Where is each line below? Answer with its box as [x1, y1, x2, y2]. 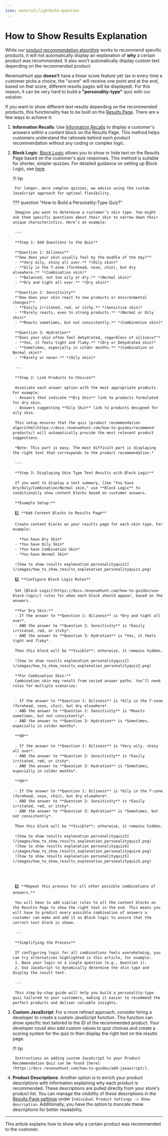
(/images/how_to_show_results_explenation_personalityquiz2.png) [12, 663, 151, 668]
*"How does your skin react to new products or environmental [14, 295, 147, 300]
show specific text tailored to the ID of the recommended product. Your [12, 1020, 159, 1026]
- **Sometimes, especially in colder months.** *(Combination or [14, 345, 154, 350]
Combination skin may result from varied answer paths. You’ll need [14, 678, 161, 684]
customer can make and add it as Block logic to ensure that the [12, 915, 151, 920]
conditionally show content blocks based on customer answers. [12, 490, 147, 496]
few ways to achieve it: [5, 114, 52, 120]
